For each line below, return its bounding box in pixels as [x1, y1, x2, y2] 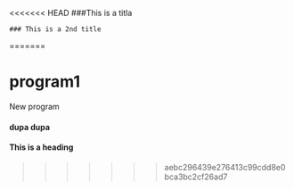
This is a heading [9, 142, 74, 153]
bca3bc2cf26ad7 [164, 171, 228, 182]
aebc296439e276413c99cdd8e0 [164, 161, 286, 172]
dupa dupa [9, 121, 51, 132]
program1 [9, 71, 81, 92]
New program [9, 101, 60, 112]
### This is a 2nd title [9, 25, 102, 34]
